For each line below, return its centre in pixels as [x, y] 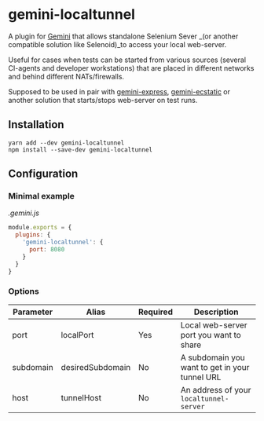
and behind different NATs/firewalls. [66, 76]
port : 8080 [47, 250]
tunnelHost [81, 397]
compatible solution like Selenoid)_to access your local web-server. [117, 44]
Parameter [33, 312]
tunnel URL [201, 377]
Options [24, 291]
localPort [77, 335]
